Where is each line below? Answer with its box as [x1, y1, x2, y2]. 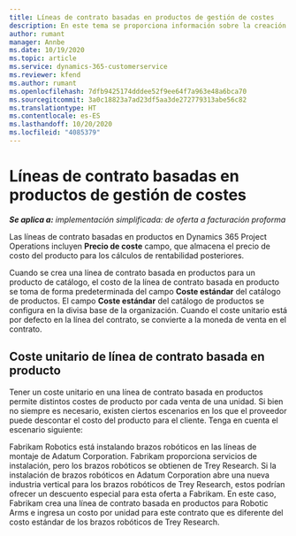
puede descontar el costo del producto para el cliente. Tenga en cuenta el [9, 415, 278, 425]
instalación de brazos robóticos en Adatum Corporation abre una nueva [9, 470, 269, 480]
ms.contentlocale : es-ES [9, 111, 101, 120]
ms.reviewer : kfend [9, 71, 81, 80]
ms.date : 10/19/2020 [9, 46, 86, 55]
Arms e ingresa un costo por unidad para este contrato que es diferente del [9, 507, 284, 517]
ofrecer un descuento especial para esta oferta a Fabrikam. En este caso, [9, 488, 277, 499]
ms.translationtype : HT [9, 103, 97, 112]
